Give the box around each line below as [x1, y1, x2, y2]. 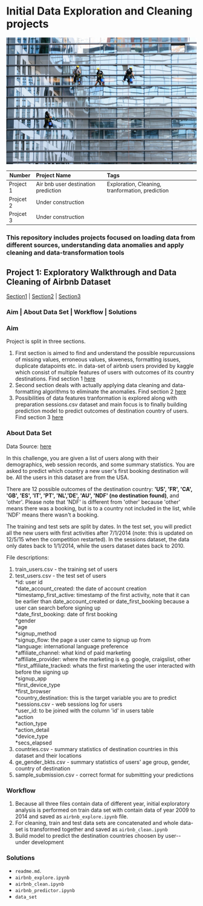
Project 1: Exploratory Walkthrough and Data [6, 267, 177, 278]
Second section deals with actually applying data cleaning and [14, 382, 171, 389]
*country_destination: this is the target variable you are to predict [14, 694, 177, 701]
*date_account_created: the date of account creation [14, 585, 147, 592]
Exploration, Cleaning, [106, 180, 162, 188]
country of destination [14, 764, 71, 772]
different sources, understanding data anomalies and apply [6, 241, 184, 249]
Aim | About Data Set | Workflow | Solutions [6, 308, 137, 316]
